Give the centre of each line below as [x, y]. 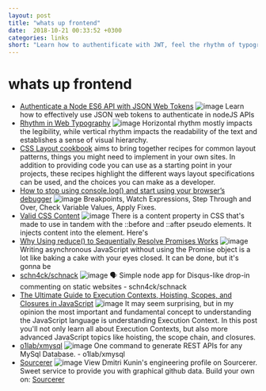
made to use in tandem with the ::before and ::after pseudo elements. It [135, 224]
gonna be [35, 266]
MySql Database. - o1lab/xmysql [72, 355]
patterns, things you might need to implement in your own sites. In [127, 157]
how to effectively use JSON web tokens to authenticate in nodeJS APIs [137, 115]
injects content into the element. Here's [84, 233]
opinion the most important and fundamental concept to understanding [135, 312]
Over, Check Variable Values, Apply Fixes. [88, 208]
